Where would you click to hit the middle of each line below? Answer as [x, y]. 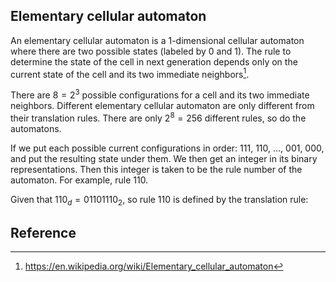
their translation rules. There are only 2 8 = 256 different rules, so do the [158, 117]
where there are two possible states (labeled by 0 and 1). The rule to [151, 51]
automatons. [36, 128]
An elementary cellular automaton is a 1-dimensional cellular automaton [157, 40]
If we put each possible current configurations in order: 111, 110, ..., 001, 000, [167, 148]
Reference [43, 232]
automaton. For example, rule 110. [79, 180]
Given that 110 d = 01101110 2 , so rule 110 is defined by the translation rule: [159, 200]
